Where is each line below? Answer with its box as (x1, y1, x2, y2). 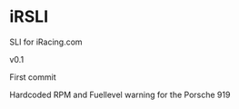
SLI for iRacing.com (9, 36, 84, 47)
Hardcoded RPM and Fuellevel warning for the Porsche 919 (9, 89, 231, 100)
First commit (9, 71, 56, 83)
